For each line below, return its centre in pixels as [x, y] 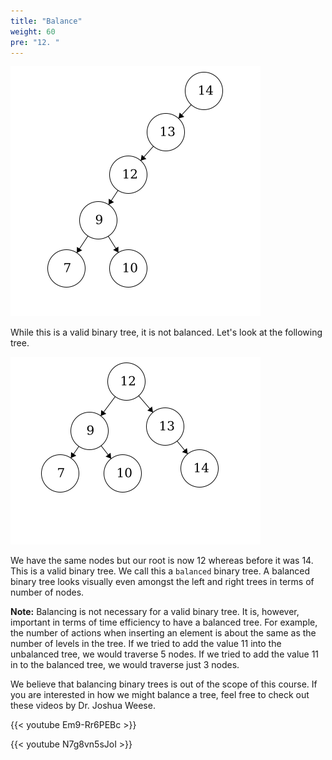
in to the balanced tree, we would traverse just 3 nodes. [125, 665]
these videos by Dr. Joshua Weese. [83, 706]
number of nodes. [47, 592]
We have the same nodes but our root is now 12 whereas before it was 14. [162, 561]
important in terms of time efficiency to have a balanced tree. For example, [164, 622]
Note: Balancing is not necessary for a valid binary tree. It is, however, [155, 612]
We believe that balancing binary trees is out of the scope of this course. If [164, 684]
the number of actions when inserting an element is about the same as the [163, 633]
